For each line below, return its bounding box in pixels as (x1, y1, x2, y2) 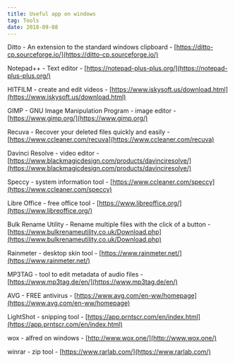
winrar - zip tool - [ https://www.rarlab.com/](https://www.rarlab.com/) (7, 347, 211, 356)
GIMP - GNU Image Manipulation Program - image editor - (7, 107, 176, 115)
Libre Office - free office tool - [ (7, 199, 100, 207)
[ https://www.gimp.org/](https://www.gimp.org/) (7, 114, 148, 122)
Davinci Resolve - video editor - (7, 149, 100, 158)
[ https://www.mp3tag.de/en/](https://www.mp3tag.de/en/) (7, 277, 178, 287)
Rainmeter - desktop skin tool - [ (7, 249, 102, 258)
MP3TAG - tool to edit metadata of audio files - (7, 270, 143, 279)
